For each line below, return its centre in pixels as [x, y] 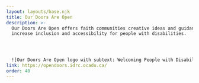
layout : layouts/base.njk [38, 12]
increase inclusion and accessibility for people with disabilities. [99, 34]
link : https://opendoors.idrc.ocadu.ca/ [57, 66]
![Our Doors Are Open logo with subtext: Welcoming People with [92, 60]
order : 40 [18, 71]
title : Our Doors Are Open [39, 17]
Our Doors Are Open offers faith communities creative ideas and [94, 28]
